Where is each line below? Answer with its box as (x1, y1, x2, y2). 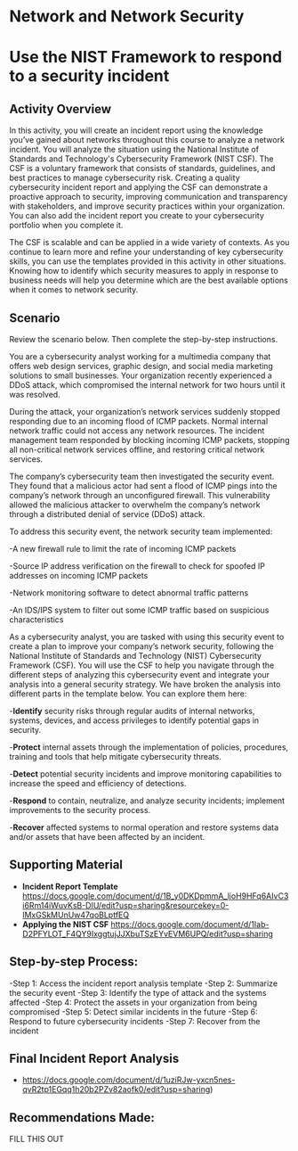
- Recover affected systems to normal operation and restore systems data (9, 822, 279, 833)
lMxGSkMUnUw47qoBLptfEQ (21, 909, 130, 920)
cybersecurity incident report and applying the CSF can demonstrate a (9, 182, 269, 193)
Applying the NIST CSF (21, 918, 109, 929)
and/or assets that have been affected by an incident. (9, 832, 205, 842)
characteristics (9, 614, 64, 625)
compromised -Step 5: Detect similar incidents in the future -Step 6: (9, 1006, 258, 1017)
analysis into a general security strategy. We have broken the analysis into (9, 679, 281, 689)
